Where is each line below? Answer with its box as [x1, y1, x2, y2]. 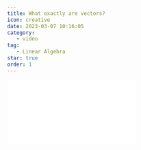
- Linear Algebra [16, 49, 66, 55]
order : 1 [7, 61, 32, 68]
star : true [7, 55, 38, 62]
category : [7, 29, 36, 36]
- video [16, 36, 38, 42]
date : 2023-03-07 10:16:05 [7, 23, 84, 29]
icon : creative [7, 16, 51, 23]
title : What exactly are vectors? [7, 10, 106, 17]
